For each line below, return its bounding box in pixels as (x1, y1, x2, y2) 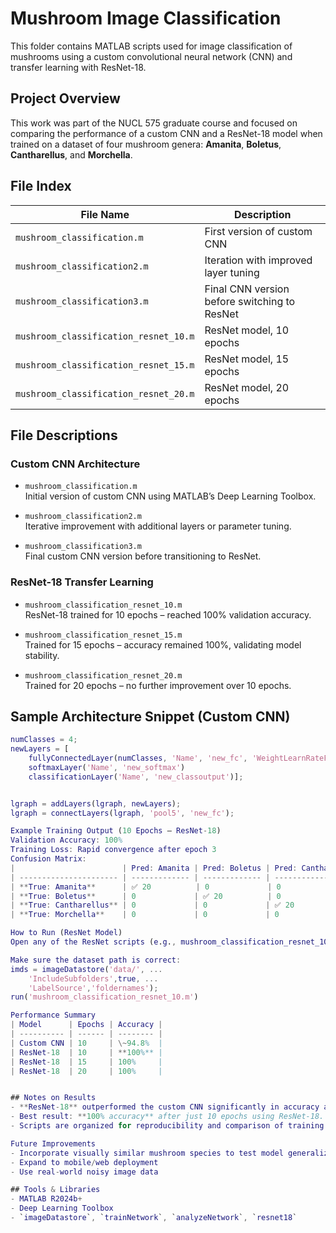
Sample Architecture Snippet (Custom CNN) (10, 708, 291, 725)
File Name (80, 207, 130, 221)
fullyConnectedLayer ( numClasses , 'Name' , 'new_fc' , (28, 753, 248, 764)
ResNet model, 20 (204, 380, 290, 394)
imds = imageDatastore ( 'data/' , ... (10, 964, 163, 974)
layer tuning (204, 265, 260, 279)
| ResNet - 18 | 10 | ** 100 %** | (10, 1047, 163, 1057)
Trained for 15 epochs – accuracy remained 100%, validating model (24, 638, 302, 651)
